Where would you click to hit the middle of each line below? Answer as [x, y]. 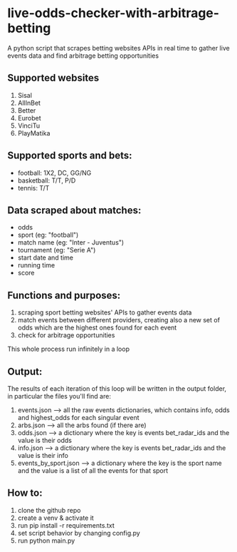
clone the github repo [49, 510]
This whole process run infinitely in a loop [69, 349]
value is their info [43, 455]
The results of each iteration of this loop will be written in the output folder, [117, 389]
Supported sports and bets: [70, 156]
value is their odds [45, 440]
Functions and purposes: [64, 295]
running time [36, 265]
